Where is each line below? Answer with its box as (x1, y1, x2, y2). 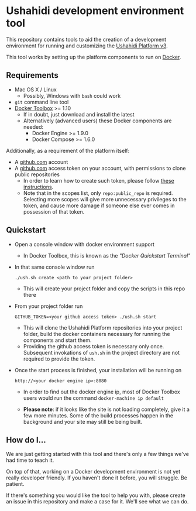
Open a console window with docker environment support (14, 241, 155, 248)
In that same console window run (14, 263, 95, 270)
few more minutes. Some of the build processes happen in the (23, 411, 174, 419)
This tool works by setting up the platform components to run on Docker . (6, 53, 181, 60)
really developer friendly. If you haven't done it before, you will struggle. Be (6, 474, 187, 481)
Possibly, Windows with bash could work (23, 92, 121, 99)
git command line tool (14, 98, 69, 105)
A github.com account (14, 158, 68, 165)
